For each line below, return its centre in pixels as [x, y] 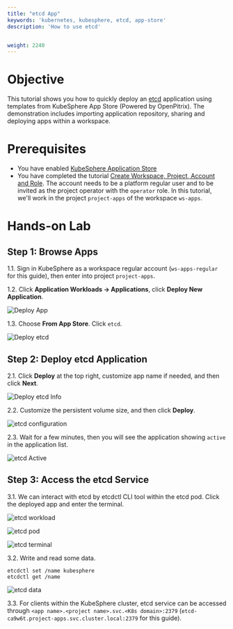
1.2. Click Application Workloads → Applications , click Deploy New [105, 289]
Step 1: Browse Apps [53, 252]
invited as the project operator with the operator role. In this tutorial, [114, 191]
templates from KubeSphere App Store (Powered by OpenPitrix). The [106, 106]
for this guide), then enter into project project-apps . [81, 276]
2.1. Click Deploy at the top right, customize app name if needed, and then [113, 376]
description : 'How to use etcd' [54, 26]
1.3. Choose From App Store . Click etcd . [65, 324]
